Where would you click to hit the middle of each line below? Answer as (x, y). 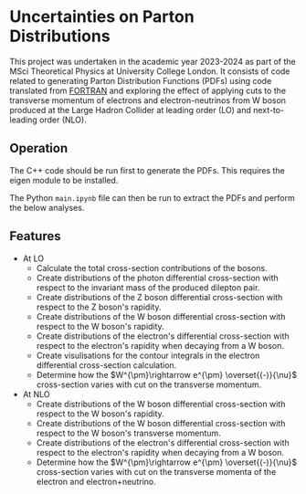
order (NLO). (63, 120)
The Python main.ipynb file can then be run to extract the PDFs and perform (152, 197)
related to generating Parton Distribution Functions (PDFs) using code (141, 80)
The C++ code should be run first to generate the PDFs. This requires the (147, 170)
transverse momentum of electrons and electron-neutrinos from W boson (148, 100)
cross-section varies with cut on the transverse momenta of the (156, 471)
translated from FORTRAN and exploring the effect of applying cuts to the (148, 90)
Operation (39, 148)
